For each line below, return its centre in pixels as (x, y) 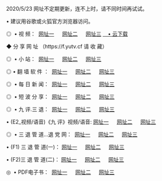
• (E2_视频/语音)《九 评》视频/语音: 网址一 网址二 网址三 (81, 122)
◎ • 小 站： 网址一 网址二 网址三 (54, 59)
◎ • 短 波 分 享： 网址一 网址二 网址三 (61, 97)
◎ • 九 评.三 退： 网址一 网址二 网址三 (61, 109)
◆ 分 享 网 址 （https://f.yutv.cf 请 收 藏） (57, 46)
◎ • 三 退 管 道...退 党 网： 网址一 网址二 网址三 (72, 134)
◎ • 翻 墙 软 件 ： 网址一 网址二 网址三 (61, 72)
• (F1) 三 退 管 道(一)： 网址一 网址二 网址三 (65, 147)
